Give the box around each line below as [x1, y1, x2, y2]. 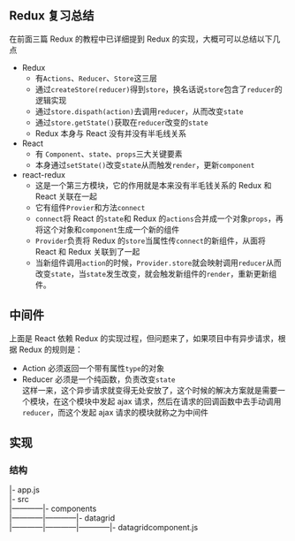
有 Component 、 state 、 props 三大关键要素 [34, 149, 183, 159]
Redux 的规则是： [19, 344, 84, 354]
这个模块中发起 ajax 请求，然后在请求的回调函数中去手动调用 [60, 396, 282, 407]
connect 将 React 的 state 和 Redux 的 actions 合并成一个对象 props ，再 [34, 213, 284, 224]
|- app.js [9, 484, 40, 495]
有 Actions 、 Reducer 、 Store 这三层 [34, 72, 157, 83]
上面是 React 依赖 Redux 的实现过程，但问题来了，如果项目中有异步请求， [9, 332, 278, 343]
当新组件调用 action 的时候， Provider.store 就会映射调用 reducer [34, 257, 267, 268]
